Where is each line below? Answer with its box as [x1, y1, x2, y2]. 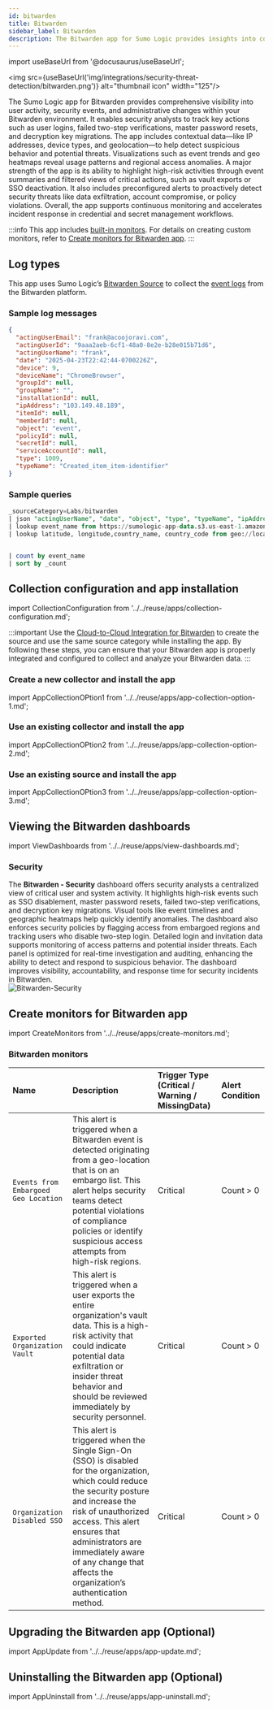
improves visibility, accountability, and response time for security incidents [8, 966, 258, 976]
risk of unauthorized [71, 1506, 149, 1517]
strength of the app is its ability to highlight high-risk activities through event [8, 166, 264, 176]
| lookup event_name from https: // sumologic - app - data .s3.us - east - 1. [8, 522, 245, 531]
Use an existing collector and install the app [8, 721, 184, 732]
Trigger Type [157, 1069, 210, 1081]
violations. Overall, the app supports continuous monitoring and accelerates [8, 201, 262, 210]
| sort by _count [8, 559, 67, 567]
